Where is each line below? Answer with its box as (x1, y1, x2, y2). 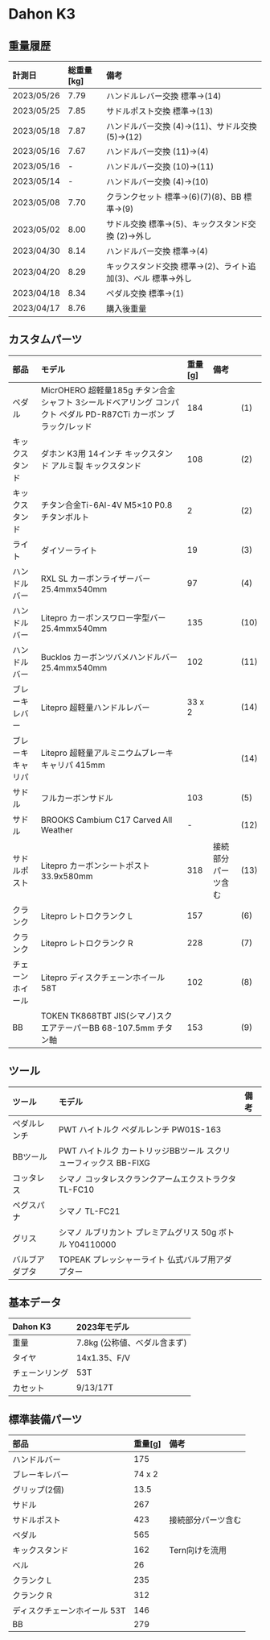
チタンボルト (40, 511, 90, 522)
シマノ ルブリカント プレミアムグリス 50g (59, 1227, 217, 1238)
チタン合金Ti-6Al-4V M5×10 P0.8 (40, 499, 173, 510)
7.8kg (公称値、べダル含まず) (76, 1337, 187, 1348)
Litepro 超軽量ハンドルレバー (40, 702, 150, 713)
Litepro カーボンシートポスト (40, 860, 150, 871)
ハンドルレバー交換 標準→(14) (105, 90, 222, 102)
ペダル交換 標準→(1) (105, 288, 185, 299)
